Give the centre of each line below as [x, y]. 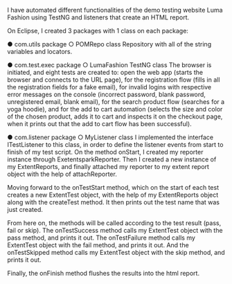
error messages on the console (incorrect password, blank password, [107, 94]
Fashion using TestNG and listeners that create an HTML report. [98, 17]
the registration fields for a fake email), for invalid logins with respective [109, 87]
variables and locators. [40, 52]
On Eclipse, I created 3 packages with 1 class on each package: [98, 31]
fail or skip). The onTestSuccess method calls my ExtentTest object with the [115, 230]
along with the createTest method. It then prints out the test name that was [114, 202]
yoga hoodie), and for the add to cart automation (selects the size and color [115, 109]
